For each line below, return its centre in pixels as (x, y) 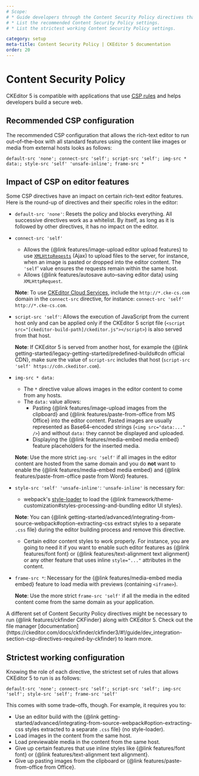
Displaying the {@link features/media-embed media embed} (106, 439)
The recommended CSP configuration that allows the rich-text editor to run (98, 135)
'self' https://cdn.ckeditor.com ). (57, 366)
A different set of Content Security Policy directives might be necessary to (97, 614)
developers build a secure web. (44, 102)
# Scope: (17, 12)
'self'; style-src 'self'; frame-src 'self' (62, 694)
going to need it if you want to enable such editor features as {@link (106, 547)
